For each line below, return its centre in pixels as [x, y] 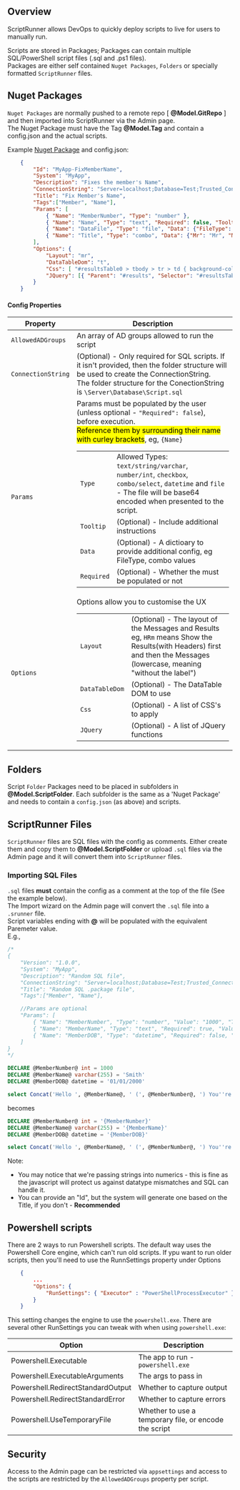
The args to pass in [170, 1376]
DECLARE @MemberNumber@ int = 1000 [60, 1068]
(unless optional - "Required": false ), [141, 412]
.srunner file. [27, 913]
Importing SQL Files [42, 875]
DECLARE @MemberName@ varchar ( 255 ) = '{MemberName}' [87, 1128]
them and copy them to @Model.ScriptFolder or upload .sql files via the [115, 849]
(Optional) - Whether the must [168, 572]
